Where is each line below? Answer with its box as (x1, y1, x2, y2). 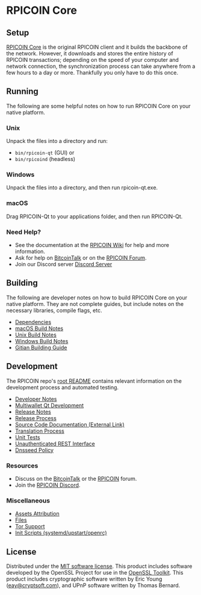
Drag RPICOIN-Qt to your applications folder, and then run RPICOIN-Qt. (6, 213, 183, 220)
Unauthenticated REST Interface (14, 440, 95, 447)
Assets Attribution (14, 510, 60, 517)
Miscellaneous (6, 496, 50, 505)
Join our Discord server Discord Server (14, 261, 113, 267)
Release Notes (14, 408, 51, 415)
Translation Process (14, 427, 64, 435)
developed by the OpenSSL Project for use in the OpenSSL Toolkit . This (6, 569, 184, 576)
